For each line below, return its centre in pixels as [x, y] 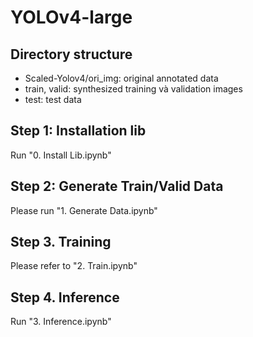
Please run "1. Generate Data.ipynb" [84, 210]
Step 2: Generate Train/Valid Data [117, 186]
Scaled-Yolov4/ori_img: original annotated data [121, 78]
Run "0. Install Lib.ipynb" [61, 155]
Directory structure [71, 54]
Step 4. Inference [65, 297]
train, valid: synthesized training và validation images [133, 89]
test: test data [53, 99]
